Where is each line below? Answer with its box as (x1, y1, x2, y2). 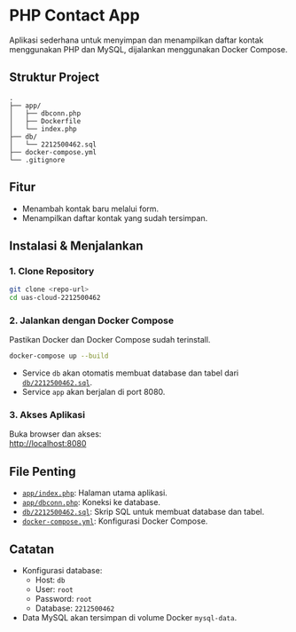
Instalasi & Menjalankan (9, 238, 144, 253)
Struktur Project (9, 70, 100, 85)
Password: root (35, 594, 92, 604)
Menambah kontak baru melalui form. (21, 203, 160, 214)
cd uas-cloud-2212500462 (9, 294, 101, 303)
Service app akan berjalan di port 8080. (21, 387, 166, 398)
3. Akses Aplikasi (9, 409, 86, 422)
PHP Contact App (9, 5, 140, 26)
